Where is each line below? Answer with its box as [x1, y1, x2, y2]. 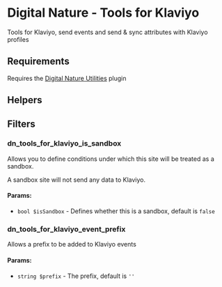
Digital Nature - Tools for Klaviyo [7, 5, 200, 21]
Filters [7, 118, 36, 130]
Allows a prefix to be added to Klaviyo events [7, 240, 137, 249]
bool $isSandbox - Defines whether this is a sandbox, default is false [17, 207, 216, 215]
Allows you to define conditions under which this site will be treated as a [7, 155, 214, 163]
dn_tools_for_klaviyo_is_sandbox [7, 139, 122, 148]
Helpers [7, 94, 42, 106]
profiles [7, 35, 29, 43]
